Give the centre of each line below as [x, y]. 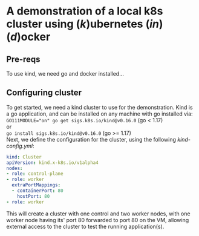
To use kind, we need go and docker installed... [65, 74]
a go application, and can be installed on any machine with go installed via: [99, 114]
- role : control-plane [35, 174]
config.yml [20, 146]
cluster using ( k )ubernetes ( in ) [85, 24]
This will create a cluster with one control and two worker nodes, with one [98, 214]
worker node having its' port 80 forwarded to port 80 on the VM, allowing [98, 220]
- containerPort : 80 [38, 191]
